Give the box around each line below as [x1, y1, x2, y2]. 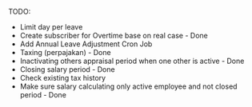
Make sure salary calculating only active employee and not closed [19, 81, 238, 91]
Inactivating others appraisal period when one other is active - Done [19, 56, 245, 65]
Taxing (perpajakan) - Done [19, 48, 111, 57]
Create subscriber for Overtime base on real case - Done [19, 31, 208, 40]
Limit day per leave [19, 22, 83, 31]
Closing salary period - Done [19, 65, 115, 74]
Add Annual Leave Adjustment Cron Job [19, 39, 153, 49]
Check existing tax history [19, 73, 106, 82]
